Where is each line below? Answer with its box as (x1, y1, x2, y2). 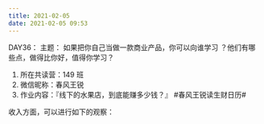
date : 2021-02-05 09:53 (8, 19, 89, 27)
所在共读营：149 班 (19, 69, 85, 79)
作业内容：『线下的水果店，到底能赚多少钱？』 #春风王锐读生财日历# (19, 89, 247, 99)
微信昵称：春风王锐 (19, 80, 85, 89)
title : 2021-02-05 (8, 11, 70, 20)
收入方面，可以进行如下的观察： (8, 106, 114, 117)
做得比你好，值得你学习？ (29, 52, 114, 62)
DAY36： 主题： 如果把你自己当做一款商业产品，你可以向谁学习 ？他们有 (8, 42, 249, 52)
